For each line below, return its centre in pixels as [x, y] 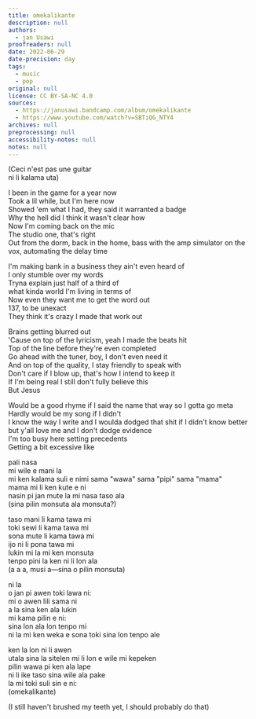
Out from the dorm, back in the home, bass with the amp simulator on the [127, 243]
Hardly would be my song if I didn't [65, 414]
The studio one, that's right [52, 235]
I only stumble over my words [56, 275]
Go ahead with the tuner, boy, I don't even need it [88, 357]
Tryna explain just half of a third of [64, 283]
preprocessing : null [42, 132]
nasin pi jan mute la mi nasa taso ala [67, 496]
